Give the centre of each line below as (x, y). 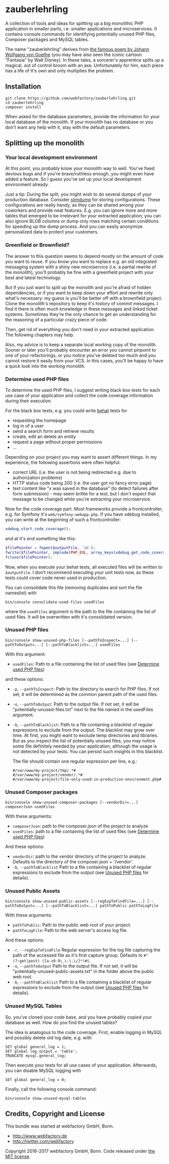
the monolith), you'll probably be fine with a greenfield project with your (79, 272)
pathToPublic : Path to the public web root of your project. (72, 925)
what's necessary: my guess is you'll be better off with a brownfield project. (84, 298)
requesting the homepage (39, 421)
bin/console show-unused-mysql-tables (46, 1098)
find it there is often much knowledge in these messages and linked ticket (81, 309)
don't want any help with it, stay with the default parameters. (68, 127)
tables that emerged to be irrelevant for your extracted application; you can (83, 216)
